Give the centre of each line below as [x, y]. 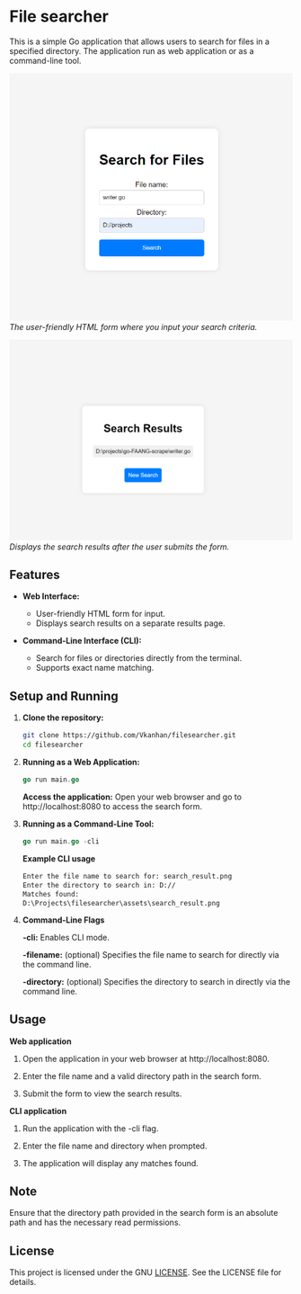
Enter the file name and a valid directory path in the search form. [142, 1075]
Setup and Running [64, 696]
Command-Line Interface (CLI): [82, 641]
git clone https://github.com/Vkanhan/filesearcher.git [129, 736]
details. [23, 1282]
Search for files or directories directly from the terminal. [139, 658]
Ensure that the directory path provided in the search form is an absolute [144, 1213]
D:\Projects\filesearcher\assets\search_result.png [121, 903]
